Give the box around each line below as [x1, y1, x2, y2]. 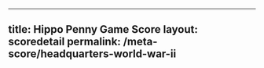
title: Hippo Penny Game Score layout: [8, 23, 198, 36]
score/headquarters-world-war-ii [8, 48, 177, 61]
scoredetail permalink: [8, 35, 122, 48]
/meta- [123, 35, 158, 48]
